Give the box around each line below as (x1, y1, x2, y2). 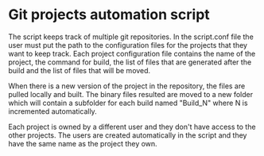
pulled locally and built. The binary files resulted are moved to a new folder (8, 89, 253, 99)
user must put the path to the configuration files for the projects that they (8, 40, 248, 49)
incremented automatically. (8, 106, 97, 116)
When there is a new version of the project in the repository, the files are (8, 81, 246, 91)
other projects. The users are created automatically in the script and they (8, 130, 247, 140)
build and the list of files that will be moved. (8, 65, 151, 75)
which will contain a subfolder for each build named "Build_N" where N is (8, 98, 248, 107)
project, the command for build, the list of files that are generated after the (8, 57, 252, 67)
